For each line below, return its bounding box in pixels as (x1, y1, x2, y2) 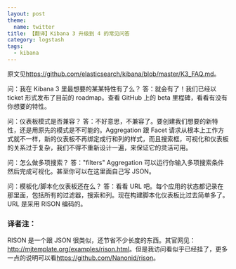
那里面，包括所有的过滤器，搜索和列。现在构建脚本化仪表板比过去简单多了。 (7, 190, 229, 199)
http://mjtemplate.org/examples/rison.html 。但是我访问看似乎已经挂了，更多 (7, 245, 228, 254)
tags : (7, 43, 23, 50)
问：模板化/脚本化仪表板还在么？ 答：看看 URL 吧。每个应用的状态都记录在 (7, 182, 224, 190)
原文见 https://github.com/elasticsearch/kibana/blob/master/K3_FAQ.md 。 (7, 70, 221, 78)
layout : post (7, 10, 46, 18)
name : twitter (13, 23, 55, 30)
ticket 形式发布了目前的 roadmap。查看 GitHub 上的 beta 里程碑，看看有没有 (7, 93, 228, 102)
